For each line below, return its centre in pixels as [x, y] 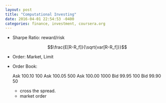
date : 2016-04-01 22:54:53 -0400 [40, 19]
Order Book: [25, 66]
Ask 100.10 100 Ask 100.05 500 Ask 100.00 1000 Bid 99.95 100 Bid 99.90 [87, 76]
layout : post [19, 10]
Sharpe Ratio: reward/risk [39, 38]
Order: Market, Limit [33, 57]
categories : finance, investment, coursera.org [55, 24]
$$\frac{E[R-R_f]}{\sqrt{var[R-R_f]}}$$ [87, 47]
